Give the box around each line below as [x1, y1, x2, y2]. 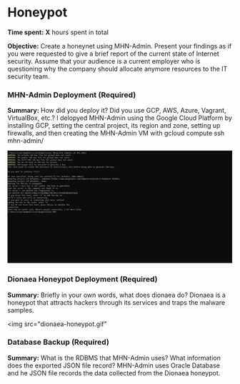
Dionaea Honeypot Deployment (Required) [7, 274, 158, 284]
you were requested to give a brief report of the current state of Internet [7, 49, 219, 58]
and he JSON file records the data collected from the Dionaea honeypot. [7, 368, 221, 377]
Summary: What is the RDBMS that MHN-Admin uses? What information [7, 353, 221, 362]
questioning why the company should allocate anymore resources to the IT [7, 64, 228, 73]
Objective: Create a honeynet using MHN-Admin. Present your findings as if [7, 41, 232, 50]
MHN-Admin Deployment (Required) [7, 90, 136, 100]
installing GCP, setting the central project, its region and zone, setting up [7, 121, 221, 130]
